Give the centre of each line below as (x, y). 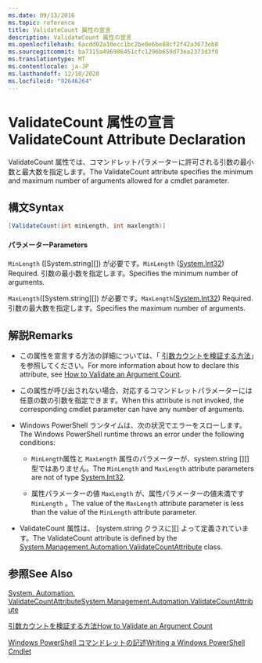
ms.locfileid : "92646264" (50, 81)
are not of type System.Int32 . (78, 477)
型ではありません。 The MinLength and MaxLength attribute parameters (142, 468)
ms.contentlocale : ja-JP (48, 67)
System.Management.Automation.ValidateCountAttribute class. (121, 547)
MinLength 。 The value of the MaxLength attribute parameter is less (137, 504)
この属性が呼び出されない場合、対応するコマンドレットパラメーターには (136, 391)
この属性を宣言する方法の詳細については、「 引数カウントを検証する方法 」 (137, 356)
